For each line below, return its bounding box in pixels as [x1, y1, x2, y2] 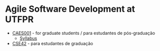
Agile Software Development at [5, 3, 135, 15]
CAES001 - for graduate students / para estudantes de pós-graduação [12, 30, 155, 36]
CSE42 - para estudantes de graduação [12, 40, 94, 46]
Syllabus [19, 35, 37, 41]
